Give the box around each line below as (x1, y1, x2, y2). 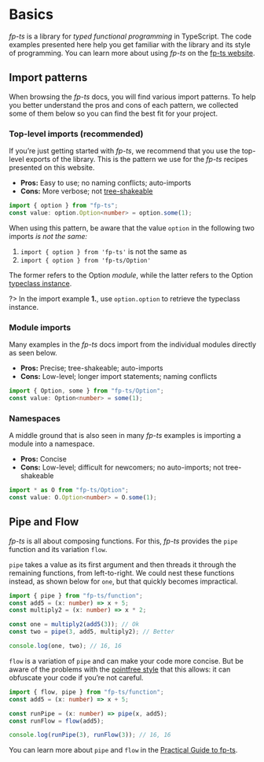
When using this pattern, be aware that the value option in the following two (9, 223, 255, 233)
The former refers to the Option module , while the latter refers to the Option (9, 270, 254, 280)
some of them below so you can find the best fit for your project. (9, 109, 218, 118)
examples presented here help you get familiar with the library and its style (9, 39, 251, 49)
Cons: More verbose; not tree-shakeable (20, 186, 153, 196)
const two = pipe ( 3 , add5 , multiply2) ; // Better (9, 628, 175, 636)
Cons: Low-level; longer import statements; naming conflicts (20, 372, 218, 381)
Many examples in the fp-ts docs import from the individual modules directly (9, 340, 257, 349)
